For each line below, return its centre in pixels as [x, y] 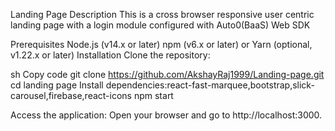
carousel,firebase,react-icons [71, 95]
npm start [153, 95]
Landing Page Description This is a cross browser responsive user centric [162, 14]
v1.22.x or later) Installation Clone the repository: [110, 55]
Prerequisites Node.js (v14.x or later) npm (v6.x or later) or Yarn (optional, [161, 44]
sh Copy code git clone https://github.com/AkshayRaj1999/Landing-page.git [167, 74]
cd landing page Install [57, 85]
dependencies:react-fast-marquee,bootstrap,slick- [210, 85]
